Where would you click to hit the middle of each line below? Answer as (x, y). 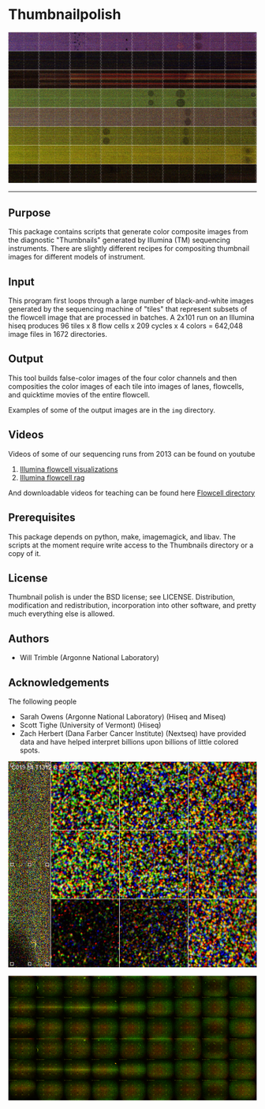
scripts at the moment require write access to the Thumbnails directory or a (131, 545)
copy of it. (25, 553)
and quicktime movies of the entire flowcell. (79, 394)
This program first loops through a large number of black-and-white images (131, 301)
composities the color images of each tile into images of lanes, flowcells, (126, 386)
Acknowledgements (59, 683)
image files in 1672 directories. (58, 334)
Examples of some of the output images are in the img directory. (112, 410)
